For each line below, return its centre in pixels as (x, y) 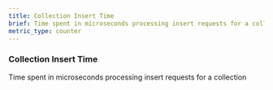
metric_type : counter (45, 31)
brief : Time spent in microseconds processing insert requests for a (129, 24)
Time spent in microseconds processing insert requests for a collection (128, 77)
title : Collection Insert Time (61, 16)
